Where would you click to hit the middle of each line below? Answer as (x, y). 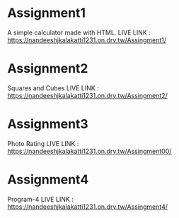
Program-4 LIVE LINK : (41, 199)
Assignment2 (48, 69)
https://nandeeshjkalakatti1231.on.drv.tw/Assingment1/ (87, 40)
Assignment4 (48, 180)
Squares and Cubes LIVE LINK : (53, 88)
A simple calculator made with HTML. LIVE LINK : (79, 32)
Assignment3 (48, 124)
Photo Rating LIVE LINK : (43, 143)
